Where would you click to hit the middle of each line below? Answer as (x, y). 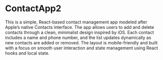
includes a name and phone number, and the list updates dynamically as (78, 38)
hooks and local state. (27, 53)
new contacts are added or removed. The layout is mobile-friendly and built (81, 42)
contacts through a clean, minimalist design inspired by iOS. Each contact (80, 32)
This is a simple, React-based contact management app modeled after (76, 22)
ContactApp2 (33, 9)
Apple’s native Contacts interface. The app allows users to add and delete (80, 27)
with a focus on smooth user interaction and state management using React (81, 48)
